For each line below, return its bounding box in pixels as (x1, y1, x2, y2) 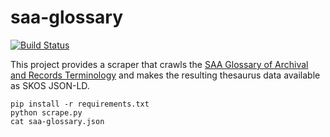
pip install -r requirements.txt (10, 99, 150, 109)
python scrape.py (10, 107, 83, 118)
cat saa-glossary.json (10, 116, 105, 126)
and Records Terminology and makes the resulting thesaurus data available (10, 69, 321, 81)
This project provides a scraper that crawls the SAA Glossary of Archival (10, 58, 309, 70)
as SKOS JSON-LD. (10, 79, 90, 91)
